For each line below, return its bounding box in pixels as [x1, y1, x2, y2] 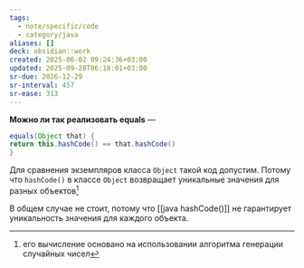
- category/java [17, 30, 79, 39]
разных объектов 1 [9, 184, 80, 196]
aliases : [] [9, 38, 54, 48]
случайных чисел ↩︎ [22, 248, 100, 259]
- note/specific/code [17, 22, 100, 31]
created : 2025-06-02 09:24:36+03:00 [9, 55, 147, 64]
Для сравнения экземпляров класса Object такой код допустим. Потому [9, 165, 291, 176]
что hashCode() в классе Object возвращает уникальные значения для [9, 174, 280, 186]
